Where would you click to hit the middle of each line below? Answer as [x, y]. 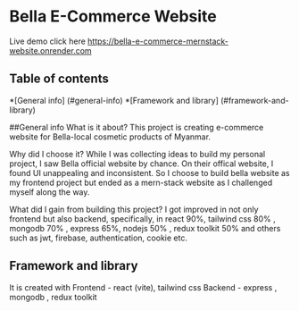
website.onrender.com [50, 50]
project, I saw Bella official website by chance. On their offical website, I [141, 164]
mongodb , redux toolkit [53, 297]
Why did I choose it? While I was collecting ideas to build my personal [137, 154]
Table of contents [59, 79]
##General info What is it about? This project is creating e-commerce [137, 127]
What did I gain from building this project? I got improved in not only [134, 209]
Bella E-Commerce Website [113, 17]
